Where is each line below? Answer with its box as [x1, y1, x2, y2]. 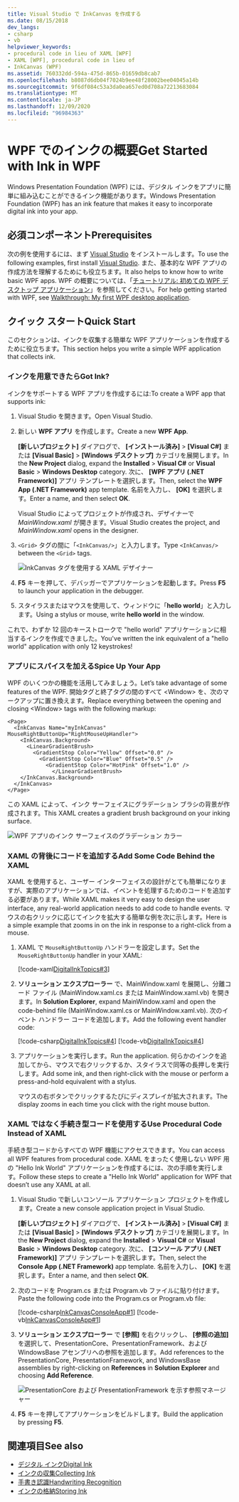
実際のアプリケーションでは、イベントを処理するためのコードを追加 [26, 886, 225, 895]
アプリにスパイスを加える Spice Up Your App [7, 661, 161, 671]
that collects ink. [7, 353, 55, 361]
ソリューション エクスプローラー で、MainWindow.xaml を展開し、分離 [17, 979, 225, 989]
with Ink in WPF [7, 158, 101, 174]
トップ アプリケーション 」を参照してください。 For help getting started [19, 285, 228, 294]
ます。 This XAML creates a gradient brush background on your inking [26, 809, 230, 817]
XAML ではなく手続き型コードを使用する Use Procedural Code [7, 1119, 223, 1129]
